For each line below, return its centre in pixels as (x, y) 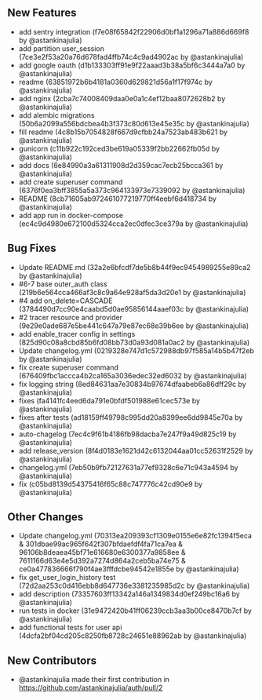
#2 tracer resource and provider (71, 317)
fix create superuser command (69, 367)
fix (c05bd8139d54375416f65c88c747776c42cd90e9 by (111, 484)
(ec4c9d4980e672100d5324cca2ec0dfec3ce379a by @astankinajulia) (133, 224)
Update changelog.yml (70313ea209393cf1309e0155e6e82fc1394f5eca (135, 536)
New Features (42, 13)
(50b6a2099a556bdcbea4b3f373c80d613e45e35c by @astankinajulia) (134, 123)
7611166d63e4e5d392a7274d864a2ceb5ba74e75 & (102, 561)
